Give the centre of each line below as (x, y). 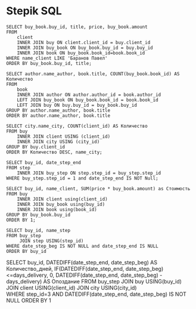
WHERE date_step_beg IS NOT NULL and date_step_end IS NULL (83, 246)
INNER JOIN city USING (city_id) (58, 141)
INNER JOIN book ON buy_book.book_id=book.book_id (81, 53)
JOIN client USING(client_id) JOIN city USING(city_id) (71, 288)
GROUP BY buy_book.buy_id (38, 215)
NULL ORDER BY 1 (29, 300)
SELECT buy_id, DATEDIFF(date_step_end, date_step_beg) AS (82, 262)
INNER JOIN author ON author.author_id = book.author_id (89, 95)
